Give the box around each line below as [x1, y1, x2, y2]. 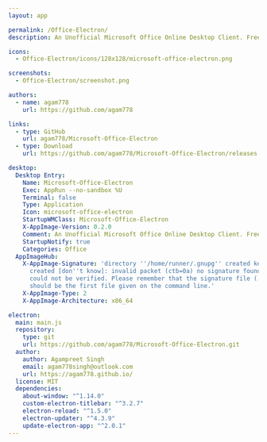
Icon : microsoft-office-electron [22, 208, 133, 217]
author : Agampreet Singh [22, 355, 105, 363]
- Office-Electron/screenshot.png [15, 77, 130, 85]
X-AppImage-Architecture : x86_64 [22, 297, 133, 305]
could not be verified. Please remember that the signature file [29, 275, 250, 282]
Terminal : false [22, 194, 77, 202]
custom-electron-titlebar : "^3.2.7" [22, 400, 145, 408]
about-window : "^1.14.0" [22, 392, 105, 401]
